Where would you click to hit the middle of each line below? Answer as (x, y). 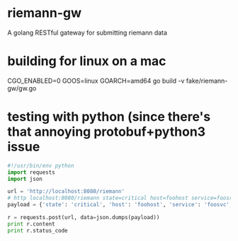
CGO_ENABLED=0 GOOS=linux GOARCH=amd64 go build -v (96, 81)
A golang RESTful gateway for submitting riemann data (87, 33)
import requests (31, 172)
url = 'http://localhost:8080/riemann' (66, 192)
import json (25, 179)
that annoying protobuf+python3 (107, 132)
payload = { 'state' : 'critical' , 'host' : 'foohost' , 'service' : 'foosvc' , (120, 205)
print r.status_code (38, 230)
